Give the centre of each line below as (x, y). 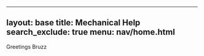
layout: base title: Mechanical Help (73, 23)
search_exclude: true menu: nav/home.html (91, 32)
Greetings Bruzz (27, 46)
